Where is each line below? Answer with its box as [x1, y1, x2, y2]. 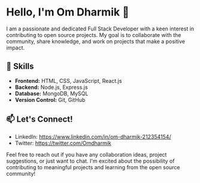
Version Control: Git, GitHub [14, 96, 86, 103]
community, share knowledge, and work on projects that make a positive [6, 38, 186, 45]
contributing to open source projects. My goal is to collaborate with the [6, 31, 181, 38]
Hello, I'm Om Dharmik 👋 [6, 5, 130, 19]
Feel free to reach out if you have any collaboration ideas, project [6, 151, 167, 158]
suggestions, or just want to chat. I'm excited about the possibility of [6, 157, 175, 165]
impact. [6, 44, 25, 51]
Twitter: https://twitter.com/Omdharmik [14, 139, 112, 147]
